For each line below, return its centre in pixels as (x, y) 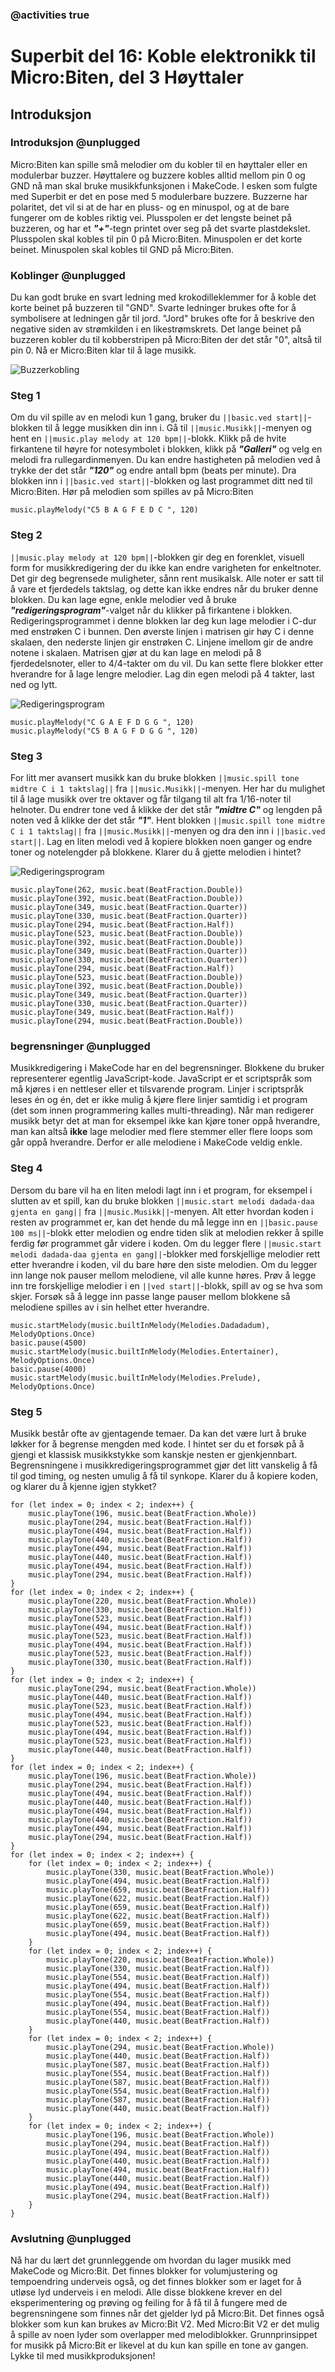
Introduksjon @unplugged (75, 143)
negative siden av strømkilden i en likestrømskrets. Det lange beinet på (156, 329)
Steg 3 (26, 756)
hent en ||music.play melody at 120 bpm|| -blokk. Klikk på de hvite (148, 439)
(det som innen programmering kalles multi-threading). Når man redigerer (162, 1110)
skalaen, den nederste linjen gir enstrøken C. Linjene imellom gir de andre (162, 642)
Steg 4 (26, 1168)
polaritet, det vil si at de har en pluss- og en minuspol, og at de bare (150, 207)
